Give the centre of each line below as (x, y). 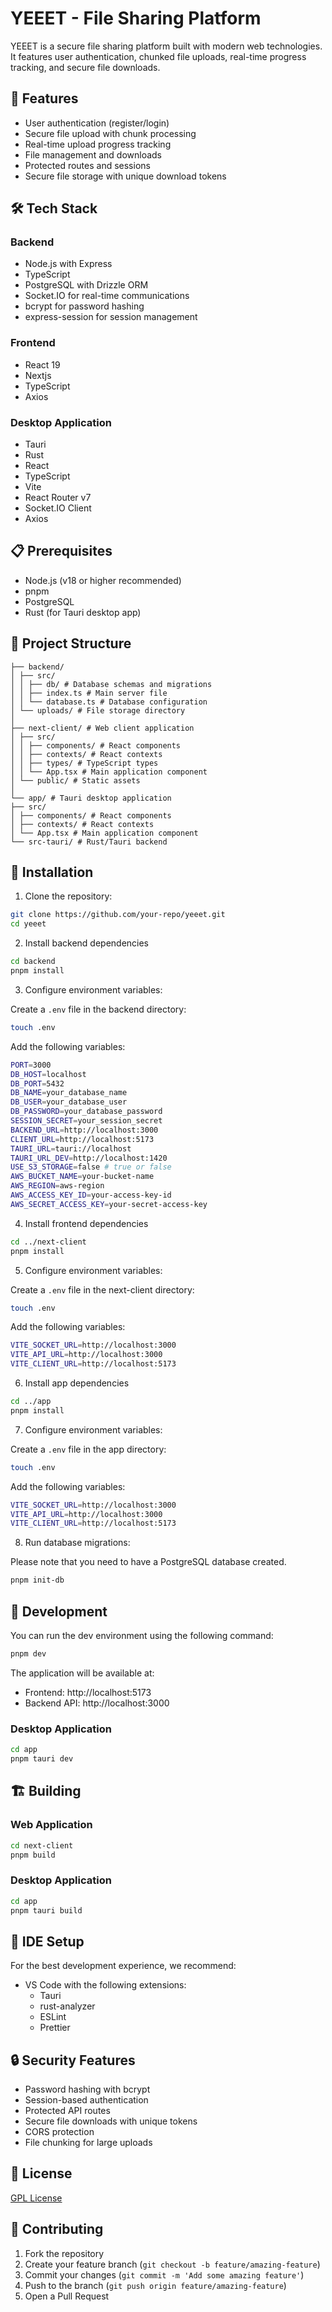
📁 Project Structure (71, 643)
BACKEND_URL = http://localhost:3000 (84, 1130)
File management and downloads (93, 154)
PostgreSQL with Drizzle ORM (86, 285)
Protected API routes (67, 2111)
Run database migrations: (77, 1543)
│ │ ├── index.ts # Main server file (89, 693)
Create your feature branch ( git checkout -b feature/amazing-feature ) (172, 2264)
